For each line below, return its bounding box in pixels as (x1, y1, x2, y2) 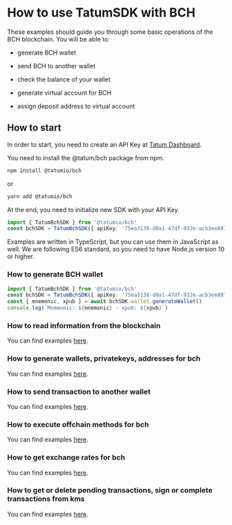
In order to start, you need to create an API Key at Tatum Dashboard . (7, 140, 202, 149)
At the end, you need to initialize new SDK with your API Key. (7, 205, 180, 213)
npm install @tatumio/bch (7, 167, 81, 174)
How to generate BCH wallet (7, 269, 104, 279)
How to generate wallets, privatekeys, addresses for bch (7, 354, 201, 363)
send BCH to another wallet (17, 61, 96, 70)
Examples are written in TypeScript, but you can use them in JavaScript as (7, 238, 219, 246)
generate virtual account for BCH (17, 88, 112, 97)
